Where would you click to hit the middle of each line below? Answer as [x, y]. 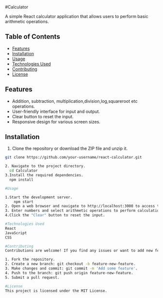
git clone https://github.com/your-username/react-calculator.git [73, 157]
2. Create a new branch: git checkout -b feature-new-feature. [70, 264]
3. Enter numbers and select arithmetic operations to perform [70, 211]
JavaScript [16, 233]
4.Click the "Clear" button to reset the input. [55, 215]
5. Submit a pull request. [32, 277]
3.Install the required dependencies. [44, 175]
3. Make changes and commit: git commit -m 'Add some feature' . [71, 268]
